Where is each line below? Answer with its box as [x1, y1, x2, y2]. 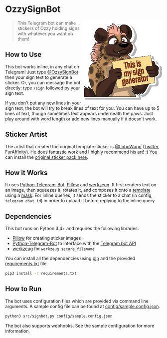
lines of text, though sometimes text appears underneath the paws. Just [5, 110, 154, 116]
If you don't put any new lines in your [5, 100, 81, 106]
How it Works [5, 168, 48, 177]
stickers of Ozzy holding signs [17, 25, 80, 31]
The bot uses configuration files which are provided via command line [5, 298, 149, 304]
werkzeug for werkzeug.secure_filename [12, 246, 95, 252]
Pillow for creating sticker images [12, 235, 81, 241]
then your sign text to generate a [5, 74, 72, 80]
